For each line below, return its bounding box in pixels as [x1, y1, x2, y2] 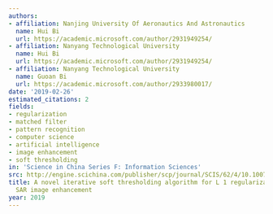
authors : [8, 11, 38, 20]
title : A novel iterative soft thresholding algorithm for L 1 [8, 178, 227, 187]
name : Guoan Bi [15, 72, 67, 81]
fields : [8, 103, 35, 111]
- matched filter [8, 118, 67, 126]
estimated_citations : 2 [8, 95, 89, 103]
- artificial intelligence [8, 140, 100, 149]
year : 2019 [8, 193, 45, 202]
